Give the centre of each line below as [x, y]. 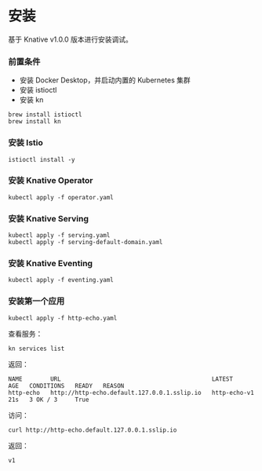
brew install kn [35, 122]
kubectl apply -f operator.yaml [61, 197]
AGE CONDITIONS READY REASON [66, 385]
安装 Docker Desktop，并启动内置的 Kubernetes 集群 [105, 80]
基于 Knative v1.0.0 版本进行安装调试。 [71, 39]
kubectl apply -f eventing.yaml [61, 280]
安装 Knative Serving [48, 218]
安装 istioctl [38, 90]
